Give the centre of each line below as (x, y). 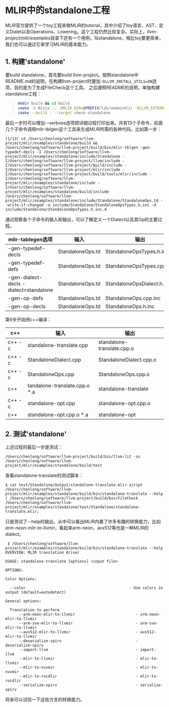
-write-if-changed (24, 205)
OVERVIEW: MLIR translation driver (43, 553)
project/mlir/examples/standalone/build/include (57, 192)
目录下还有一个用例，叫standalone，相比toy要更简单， (107, 38)
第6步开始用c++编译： (28, 320)
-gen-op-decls (27, 307)
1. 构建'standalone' (35, 62)
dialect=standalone (30, 290)
